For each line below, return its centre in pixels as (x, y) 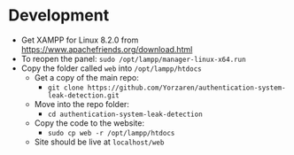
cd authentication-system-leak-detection (125, 114)
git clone (66, 88)
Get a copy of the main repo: (86, 77)
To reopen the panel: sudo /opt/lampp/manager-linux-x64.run (133, 58)
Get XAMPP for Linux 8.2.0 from (80, 40)
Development (59, 15)
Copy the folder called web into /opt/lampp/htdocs (111, 68)
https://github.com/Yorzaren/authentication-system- (186, 88)
